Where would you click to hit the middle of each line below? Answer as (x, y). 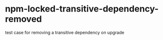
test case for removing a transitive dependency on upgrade (65, 32)
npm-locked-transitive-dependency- (82, 9)
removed (24, 19)
